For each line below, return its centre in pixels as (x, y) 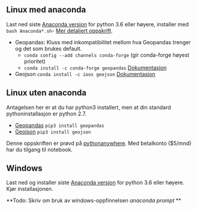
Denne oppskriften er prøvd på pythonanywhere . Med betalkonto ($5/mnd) (99, 143)
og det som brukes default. (48, 48)
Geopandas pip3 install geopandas (59, 125)
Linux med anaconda (46, 10)
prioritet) (35, 61)
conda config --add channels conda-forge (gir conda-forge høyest (107, 55)
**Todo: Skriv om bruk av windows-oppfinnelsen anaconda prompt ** (94, 200)
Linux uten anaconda (47, 93)
